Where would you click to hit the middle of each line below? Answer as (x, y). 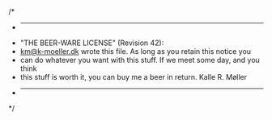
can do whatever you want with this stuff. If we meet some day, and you (140, 60)
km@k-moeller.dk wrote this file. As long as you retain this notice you (136, 51)
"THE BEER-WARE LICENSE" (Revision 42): (92, 43)
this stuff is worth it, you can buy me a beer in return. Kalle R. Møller (134, 77)
